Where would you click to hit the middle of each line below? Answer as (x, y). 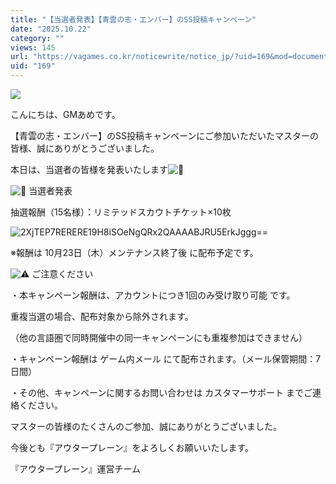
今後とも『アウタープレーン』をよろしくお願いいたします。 (132, 447)
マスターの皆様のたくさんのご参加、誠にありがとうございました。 (146, 426)
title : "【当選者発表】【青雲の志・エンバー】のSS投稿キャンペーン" (133, 19)
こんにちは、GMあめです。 (65, 114)
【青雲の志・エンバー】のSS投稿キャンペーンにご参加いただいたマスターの (164, 135)
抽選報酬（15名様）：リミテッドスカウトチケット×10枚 (121, 212)
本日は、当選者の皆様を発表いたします (89, 169)
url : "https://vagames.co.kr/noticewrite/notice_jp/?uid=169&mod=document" (171, 57)
